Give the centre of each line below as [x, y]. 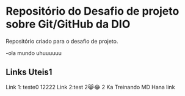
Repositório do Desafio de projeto [92, 11]
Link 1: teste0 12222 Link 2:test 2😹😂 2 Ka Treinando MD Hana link [90, 87]
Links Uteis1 [29, 72]
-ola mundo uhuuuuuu [34, 53]
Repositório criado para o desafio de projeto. [62, 41]
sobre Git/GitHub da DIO [68, 24]
